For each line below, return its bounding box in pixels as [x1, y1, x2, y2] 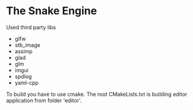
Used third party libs [6, 24, 56, 31]
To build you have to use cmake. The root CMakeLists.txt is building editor [6, 90, 188, 98]
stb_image [14, 41, 40, 48]
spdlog [14, 73, 32, 80]
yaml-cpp [14, 79, 39, 86]
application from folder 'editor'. [6, 96, 82, 104]
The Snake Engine [6, 4, 97, 18]
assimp [14, 47, 33, 54]
